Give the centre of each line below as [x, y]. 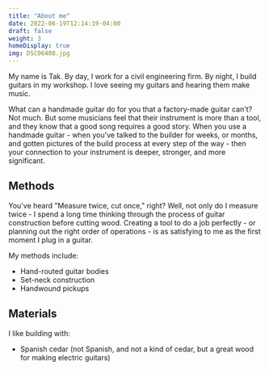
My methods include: [44, 255]
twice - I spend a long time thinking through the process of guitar [117, 214]
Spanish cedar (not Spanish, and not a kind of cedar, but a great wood [137, 349]
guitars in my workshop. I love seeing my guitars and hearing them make [129, 85]
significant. [27, 161]
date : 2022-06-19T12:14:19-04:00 [65, 23]
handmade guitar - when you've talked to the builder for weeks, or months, [133, 135]
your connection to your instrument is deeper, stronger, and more [117, 152]
